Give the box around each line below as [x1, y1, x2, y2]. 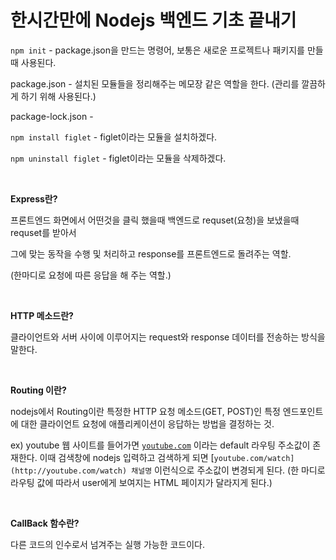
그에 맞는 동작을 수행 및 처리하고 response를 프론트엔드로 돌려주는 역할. [10, 247, 292, 260]
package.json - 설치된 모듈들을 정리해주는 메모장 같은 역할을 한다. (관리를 [10, 77, 300, 90]
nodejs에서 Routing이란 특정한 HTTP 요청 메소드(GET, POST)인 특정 [10, 405, 281, 417]
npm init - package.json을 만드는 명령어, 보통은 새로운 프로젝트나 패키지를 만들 [10, 44, 324, 56]
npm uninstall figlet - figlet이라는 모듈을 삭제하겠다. [10, 152, 227, 164]
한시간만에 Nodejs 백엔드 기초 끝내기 [10, 9, 297, 32]
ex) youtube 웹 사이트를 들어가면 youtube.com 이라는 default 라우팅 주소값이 [10, 439, 311, 451]
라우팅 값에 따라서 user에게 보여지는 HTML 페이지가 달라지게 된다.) [10, 476, 273, 488]
